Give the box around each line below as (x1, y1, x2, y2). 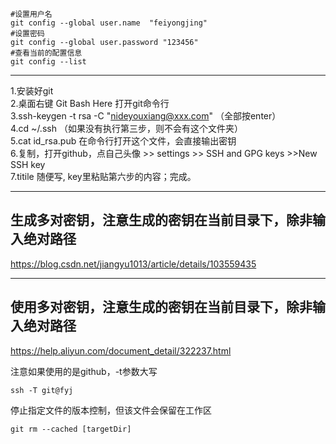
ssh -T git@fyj (10, 385, 74, 395)
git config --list (10, 57, 87, 67)
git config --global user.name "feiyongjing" (10, 18, 208, 28)
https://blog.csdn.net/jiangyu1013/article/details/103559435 (10, 258, 257, 270)
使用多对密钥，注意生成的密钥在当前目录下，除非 (10, 299, 313, 316)
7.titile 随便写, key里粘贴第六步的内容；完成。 (10, 171, 197, 182)
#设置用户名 (10, 9, 53, 19)
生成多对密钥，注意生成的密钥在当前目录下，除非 (10, 212, 313, 229)
